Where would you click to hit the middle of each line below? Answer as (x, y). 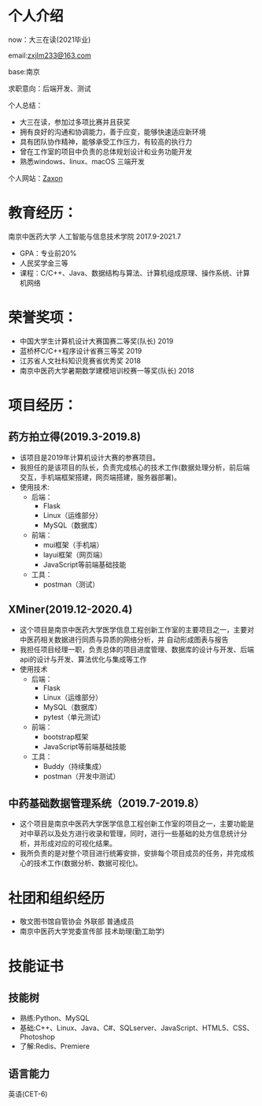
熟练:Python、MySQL (54, 1018)
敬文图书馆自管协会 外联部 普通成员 (77, 921)
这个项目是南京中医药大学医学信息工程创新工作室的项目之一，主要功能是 (137, 824)
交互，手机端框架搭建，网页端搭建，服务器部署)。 (100, 477)
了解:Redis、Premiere (55, 1046)
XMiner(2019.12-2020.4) (70, 610)
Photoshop (37, 1037)
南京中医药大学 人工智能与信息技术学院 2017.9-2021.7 (95, 236)
